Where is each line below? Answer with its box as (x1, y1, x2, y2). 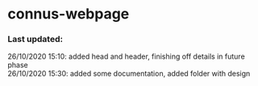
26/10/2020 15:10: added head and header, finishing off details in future (7, 51, 245, 61)
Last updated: (7, 34, 64, 45)
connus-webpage (7, 5, 130, 23)
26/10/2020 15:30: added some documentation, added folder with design (7, 69, 251, 79)
